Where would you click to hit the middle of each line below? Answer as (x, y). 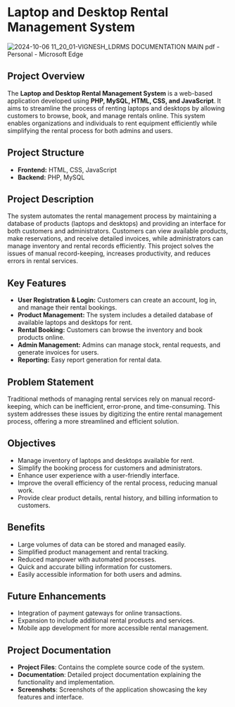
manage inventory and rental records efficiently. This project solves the (110, 246)
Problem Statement (51, 382)
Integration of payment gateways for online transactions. (100, 613)
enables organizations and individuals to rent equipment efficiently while (112, 123)
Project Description (51, 199)
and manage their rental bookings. (67, 307)
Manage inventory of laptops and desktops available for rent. (106, 460)
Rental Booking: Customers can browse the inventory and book (110, 330)
